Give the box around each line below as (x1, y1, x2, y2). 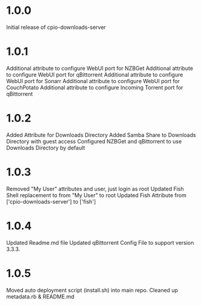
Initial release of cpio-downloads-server (6, 24, 106, 31)
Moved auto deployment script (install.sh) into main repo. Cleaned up (6, 286, 178, 294)
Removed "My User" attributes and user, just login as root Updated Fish (6, 185, 184, 192)
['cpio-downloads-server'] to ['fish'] (6, 198, 96, 205)
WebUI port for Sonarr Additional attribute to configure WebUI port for (6, 77, 180, 84)
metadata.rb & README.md (6, 293, 74, 300)
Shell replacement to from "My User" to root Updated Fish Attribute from (6, 191, 187, 199)
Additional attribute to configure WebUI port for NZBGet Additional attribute (6, 64, 194, 72)
